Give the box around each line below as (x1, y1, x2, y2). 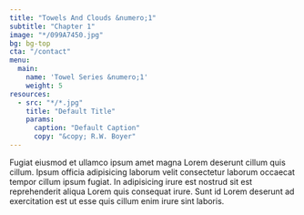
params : (25, 115, 55, 124)
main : (17, 65, 39, 74)
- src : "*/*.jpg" (17, 97, 84, 107)
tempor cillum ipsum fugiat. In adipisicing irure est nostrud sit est (9, 176, 253, 187)
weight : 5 (25, 81, 64, 90)
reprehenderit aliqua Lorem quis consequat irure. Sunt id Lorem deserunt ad (9, 186, 295, 197)
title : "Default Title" (25, 107, 117, 116)
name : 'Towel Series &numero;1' (25, 73, 148, 82)
